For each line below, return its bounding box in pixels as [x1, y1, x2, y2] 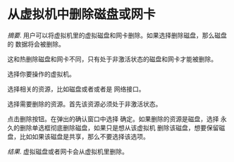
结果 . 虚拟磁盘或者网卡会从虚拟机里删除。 [7, 147, 128, 156]
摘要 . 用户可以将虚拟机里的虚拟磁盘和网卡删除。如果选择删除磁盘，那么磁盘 [7, 31, 227, 39]
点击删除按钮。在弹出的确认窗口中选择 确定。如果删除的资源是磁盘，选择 [7, 114, 219, 123]
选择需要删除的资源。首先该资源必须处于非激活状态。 [7, 99, 162, 108]
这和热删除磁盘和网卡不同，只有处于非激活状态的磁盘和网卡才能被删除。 [7, 54, 217, 63]
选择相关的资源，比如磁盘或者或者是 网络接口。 [7, 85, 145, 93]
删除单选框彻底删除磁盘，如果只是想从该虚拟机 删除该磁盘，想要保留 [19, 123, 219, 132]
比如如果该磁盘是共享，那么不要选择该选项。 [19, 132, 149, 141]
